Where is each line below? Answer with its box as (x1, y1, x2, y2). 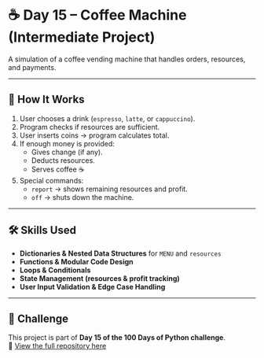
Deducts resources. (31, 155, 96, 165)
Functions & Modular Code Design (19, 257, 134, 266)
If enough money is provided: (19, 138, 115, 148)
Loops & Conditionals (19, 265, 91, 275)
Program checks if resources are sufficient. (19, 122, 160, 131)
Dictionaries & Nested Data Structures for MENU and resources (19, 249, 222, 258)
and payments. (8, 62, 57, 72)
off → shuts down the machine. (31, 192, 134, 201)
